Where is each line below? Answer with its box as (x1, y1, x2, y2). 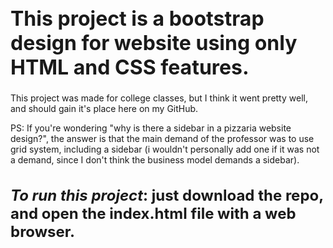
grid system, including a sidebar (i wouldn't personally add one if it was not (10, 143, 320, 156)
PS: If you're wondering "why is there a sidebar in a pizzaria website (10, 122, 292, 134)
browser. (10, 222, 76, 241)
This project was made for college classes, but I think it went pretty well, (10, 92, 308, 104)
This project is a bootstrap (10, 5, 265, 31)
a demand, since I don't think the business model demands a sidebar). (10, 154, 300, 166)
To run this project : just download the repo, (10, 185, 324, 205)
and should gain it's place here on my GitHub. (10, 103, 199, 115)
